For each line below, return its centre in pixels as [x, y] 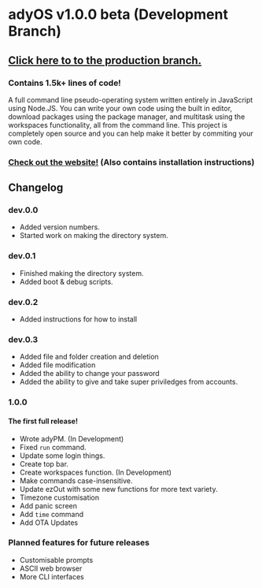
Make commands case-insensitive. [76, 480]
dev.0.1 [22, 256]
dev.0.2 [23, 302]
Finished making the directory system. [81, 273]
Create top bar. [44, 463]
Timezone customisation [59, 497]
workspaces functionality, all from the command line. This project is [118, 125]
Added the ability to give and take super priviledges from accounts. [129, 382]
